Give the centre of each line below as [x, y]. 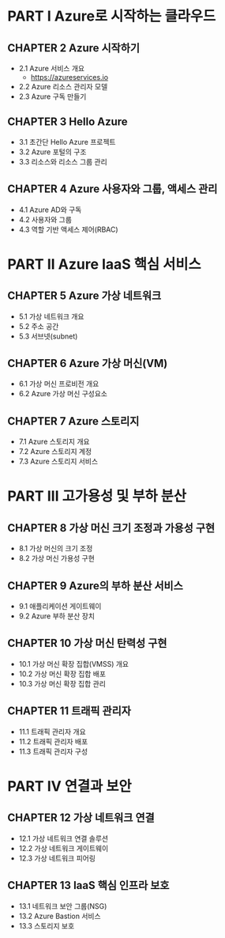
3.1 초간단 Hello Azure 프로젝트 [67, 142]
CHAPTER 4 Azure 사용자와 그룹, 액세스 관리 [112, 189]
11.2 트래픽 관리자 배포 [53, 741]
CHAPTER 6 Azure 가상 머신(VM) [88, 363]
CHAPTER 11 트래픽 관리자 [69, 711]
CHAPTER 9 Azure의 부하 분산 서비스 [95, 586]
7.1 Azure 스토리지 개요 [54, 442]
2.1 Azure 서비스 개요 [51, 68]
